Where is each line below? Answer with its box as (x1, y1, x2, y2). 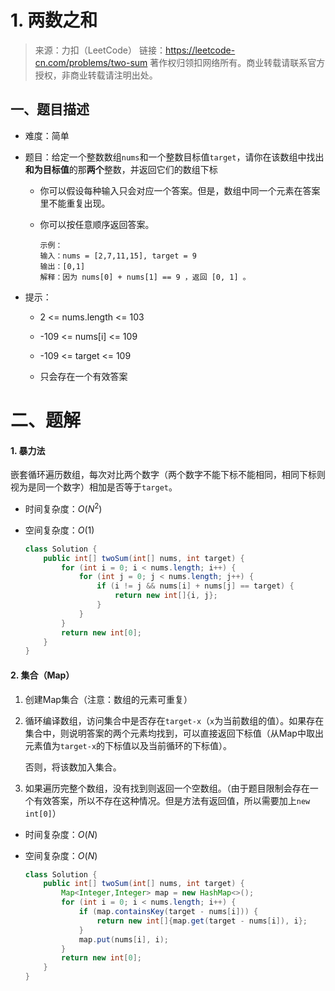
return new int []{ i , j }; (114, 591, 218, 601)
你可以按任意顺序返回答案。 (39, 218, 155, 230)
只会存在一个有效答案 (39, 370, 128, 382)
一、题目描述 (10, 101, 90, 118)
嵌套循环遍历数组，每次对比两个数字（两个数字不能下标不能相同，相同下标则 (10, 469, 326, 481)
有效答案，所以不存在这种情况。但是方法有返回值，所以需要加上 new (33, 794, 311, 806)
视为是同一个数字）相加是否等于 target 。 (10, 481, 178, 493)
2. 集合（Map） (10, 669, 75, 681)
